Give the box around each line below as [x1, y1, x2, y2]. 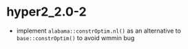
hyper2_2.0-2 [6, 4, 87, 20]
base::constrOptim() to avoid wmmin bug [16, 33, 135, 42]
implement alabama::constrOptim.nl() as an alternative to [16, 27, 182, 35]
